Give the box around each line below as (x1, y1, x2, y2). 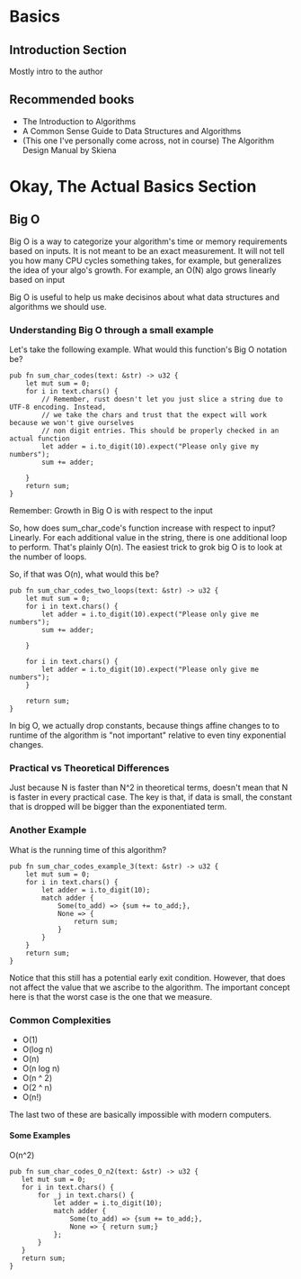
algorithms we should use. (9, 301, 107, 312)
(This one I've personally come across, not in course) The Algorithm (22, 135, 275, 146)
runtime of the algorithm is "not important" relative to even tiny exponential (9, 730, 287, 740)
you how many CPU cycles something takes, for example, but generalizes (9, 255, 282, 266)
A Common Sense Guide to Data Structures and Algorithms (22, 125, 242, 136)
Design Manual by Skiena (22, 144, 117, 155)
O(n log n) (22, 1063, 60, 1074)
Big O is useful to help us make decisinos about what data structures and (9, 291, 280, 303)
